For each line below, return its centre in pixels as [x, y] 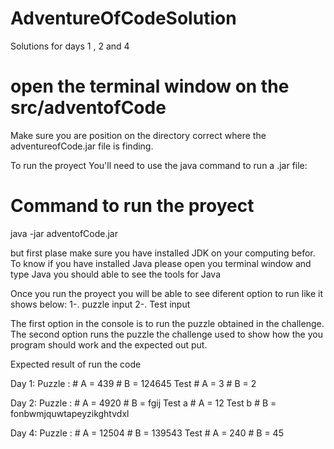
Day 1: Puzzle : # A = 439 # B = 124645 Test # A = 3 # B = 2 [133, 383]
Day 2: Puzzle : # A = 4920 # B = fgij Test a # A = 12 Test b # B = [143, 403]
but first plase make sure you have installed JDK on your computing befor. [163, 253]
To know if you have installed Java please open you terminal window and [161, 263]
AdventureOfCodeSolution [123, 18]
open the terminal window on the [150, 86]
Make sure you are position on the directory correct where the [138, 135]
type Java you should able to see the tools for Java [116, 274]
